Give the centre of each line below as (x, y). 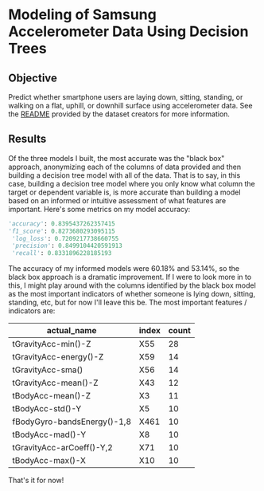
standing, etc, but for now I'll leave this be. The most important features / (128, 302)
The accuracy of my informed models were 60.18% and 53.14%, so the (124, 269)
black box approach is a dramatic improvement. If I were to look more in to (130, 277)
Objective (33, 78)
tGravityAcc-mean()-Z (55, 383)
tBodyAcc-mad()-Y (49, 434)
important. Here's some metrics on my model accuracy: (99, 209)
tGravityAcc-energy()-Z (58, 357)
